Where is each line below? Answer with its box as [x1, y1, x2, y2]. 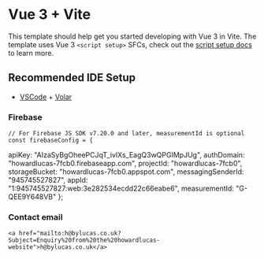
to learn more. [8, 48, 54, 57]
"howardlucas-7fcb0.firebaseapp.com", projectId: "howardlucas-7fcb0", [8, 159, 243, 168]
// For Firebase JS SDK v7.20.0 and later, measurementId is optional [8, 130, 245, 138]
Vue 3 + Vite [8, 6, 91, 24]
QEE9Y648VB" [8, 192, 57, 202]
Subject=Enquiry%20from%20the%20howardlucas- [8, 236, 160, 245]
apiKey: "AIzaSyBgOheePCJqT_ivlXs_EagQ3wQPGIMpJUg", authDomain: [8, 150, 245, 160]
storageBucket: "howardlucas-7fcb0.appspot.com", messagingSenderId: [8, 167, 244, 176]
